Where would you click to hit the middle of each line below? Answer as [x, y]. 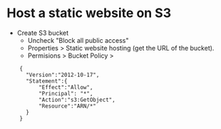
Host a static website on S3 [89, 13]
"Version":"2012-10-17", [62, 75]
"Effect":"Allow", [66, 87]
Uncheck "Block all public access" [78, 40]
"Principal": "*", [66, 93]
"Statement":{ [47, 81]
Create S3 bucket [43, 33]
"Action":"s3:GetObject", [77, 100]
